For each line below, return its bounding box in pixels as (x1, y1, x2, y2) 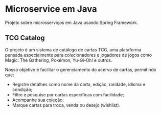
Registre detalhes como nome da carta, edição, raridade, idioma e (12, 81, 146, 87)
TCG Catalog (5, 34, 45, 42)
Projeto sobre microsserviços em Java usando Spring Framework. (5, 20, 138, 25)
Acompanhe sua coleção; (12, 97, 64, 103)
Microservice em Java (5, 3, 97, 15)
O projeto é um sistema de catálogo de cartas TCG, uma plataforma (5, 46, 141, 52)
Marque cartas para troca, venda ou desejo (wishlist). (12, 102, 120, 108)
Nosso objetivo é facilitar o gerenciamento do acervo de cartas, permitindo (5, 67, 157, 72)
